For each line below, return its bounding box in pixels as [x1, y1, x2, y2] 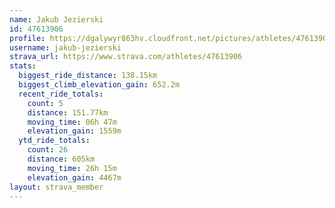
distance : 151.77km [27, 107, 109, 118]
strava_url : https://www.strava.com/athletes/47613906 [9, 52, 243, 62]
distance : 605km [27, 154, 96, 164]
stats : [9, 61, 37, 71]
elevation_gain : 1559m [27, 126, 122, 136]
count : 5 [27, 98, 64, 108]
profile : [9, 33, 46, 43]
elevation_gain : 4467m [27, 172, 122, 183]
